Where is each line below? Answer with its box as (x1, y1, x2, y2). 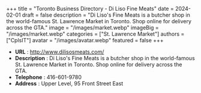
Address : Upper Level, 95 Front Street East (14, 80, 124, 87)
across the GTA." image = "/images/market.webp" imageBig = (6, 24, 159, 31)
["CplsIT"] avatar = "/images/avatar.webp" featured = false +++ (6, 37, 164, 44)
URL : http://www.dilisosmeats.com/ (14, 48, 104, 55)
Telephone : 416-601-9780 (14, 74, 82, 80)
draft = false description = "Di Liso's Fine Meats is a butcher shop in (22, 11, 191, 18)
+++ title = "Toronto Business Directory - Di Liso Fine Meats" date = (6, 5, 174, 12)
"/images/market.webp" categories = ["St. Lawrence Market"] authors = (6, 30, 185, 38)
